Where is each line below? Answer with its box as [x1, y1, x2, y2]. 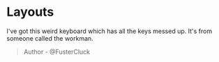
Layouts [6, 4, 54, 20]
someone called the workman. [6, 34, 93, 42]
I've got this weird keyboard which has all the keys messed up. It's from [6, 27, 213, 35]
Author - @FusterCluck [23, 48, 91, 56]
